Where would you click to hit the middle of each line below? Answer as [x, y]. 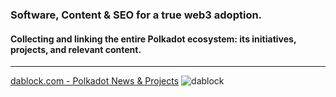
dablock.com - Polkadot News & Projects [95, 81]
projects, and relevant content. [76, 49]
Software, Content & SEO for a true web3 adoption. [136, 15]
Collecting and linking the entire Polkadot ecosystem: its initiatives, [153, 39]
